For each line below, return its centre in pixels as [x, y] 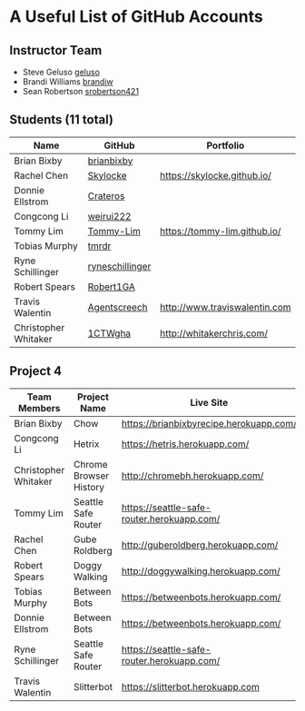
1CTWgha [109, 333]
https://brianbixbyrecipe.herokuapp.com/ [209, 423]
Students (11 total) [61, 120]
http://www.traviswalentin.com [226, 307]
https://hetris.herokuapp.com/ [185, 444]
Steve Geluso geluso [61, 72]
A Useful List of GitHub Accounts [136, 17]
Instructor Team [56, 50]
